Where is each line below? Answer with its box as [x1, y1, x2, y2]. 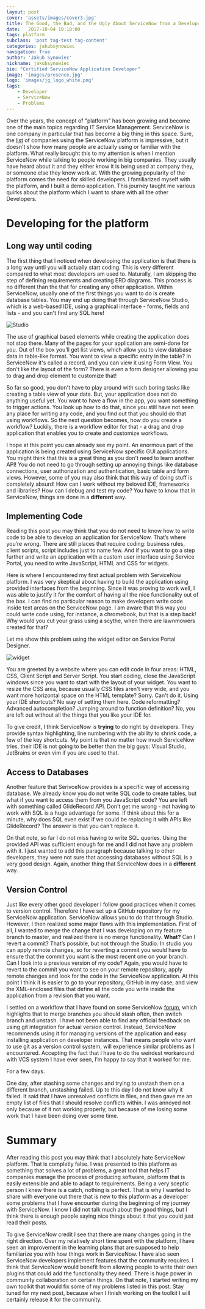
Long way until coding [6, 241, 93, 251]
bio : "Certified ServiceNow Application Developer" [6, 66, 140, 72]
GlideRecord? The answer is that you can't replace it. [6, 822, 139, 830]
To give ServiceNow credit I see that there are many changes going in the [6, 1231, 191, 1238]
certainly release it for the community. [6, 1296, 102, 1303]
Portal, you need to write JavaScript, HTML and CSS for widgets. [6, 560, 170, 567]
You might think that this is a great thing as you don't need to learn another [6, 454, 195, 461]
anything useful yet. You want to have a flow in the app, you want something [6, 396, 198, 404]
